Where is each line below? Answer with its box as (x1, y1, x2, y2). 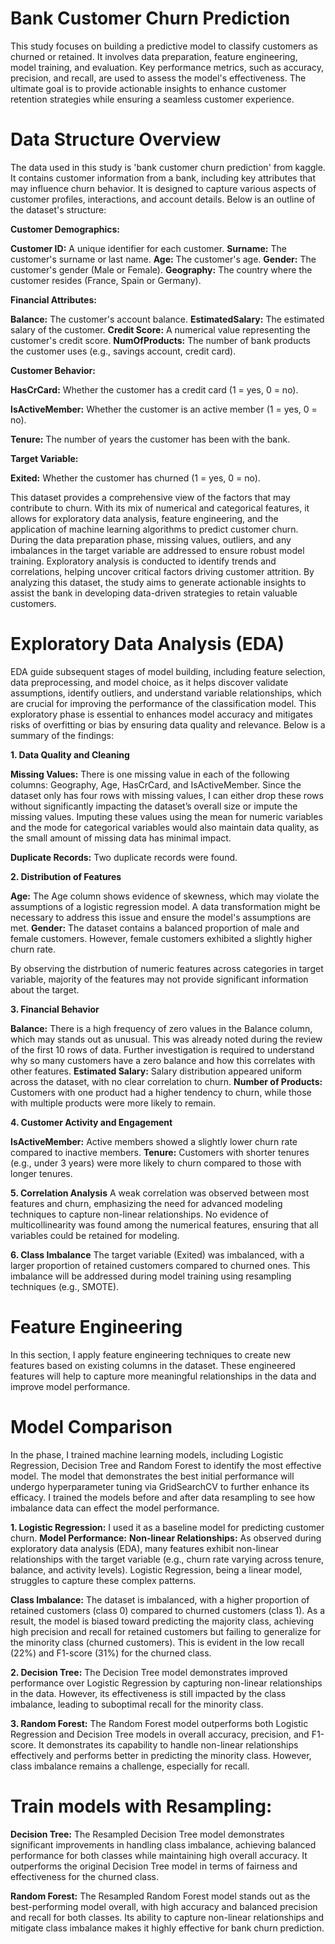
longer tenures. (10, 1167, 73, 1179)
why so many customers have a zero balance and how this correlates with (10, 1054, 316, 1066)
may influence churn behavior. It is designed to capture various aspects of (10, 182, 317, 194)
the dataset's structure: (10, 203, 107, 216)
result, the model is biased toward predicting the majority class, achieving (10, 1615, 315, 1627)
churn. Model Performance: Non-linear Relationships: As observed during (10, 1532, 322, 1544)
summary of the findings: (10, 729, 114, 741)
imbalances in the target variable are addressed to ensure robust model (10, 544, 305, 556)
